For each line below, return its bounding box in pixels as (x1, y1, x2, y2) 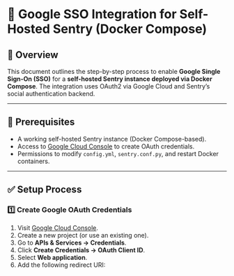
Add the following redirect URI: (17, 261, 106, 269)
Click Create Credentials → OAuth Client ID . (17, 245, 146, 254)
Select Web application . (17, 253, 88, 261)
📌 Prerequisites (7, 116, 75, 128)
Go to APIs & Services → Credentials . (17, 238, 127, 247)
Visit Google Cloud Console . (17, 223, 99, 232)
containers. (17, 157, 50, 165)
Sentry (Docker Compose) (52, 21, 208, 37)
